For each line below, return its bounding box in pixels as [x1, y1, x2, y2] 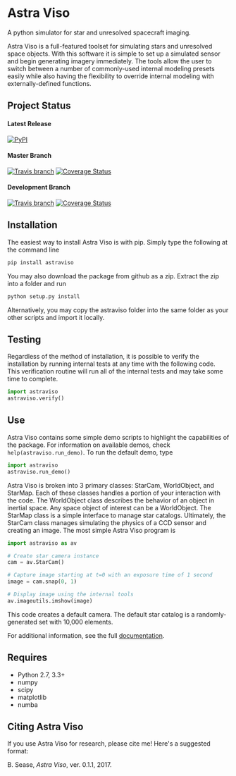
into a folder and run [7, 279, 67, 288]
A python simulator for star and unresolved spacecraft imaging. [7, 28, 192, 37]
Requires [7, 652, 48, 664]
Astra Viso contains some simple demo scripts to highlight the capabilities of [7, 433, 230, 441]
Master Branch [7, 152, 51, 160]
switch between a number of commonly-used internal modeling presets [7, 64, 215, 73]
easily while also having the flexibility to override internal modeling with [7, 72, 215, 80]
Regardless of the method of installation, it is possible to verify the [7, 352, 199, 361]
